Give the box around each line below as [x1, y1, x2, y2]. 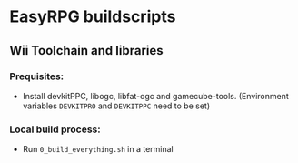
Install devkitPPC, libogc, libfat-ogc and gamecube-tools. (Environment [22, 90, 289, 101]
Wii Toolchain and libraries [9, 43, 164, 58]
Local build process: [9, 123, 102, 136]
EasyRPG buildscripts [9, 6, 176, 27]
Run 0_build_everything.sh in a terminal [22, 144, 174, 155]
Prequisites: [9, 70, 65, 83]
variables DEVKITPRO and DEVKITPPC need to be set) [22, 100, 211, 111]
